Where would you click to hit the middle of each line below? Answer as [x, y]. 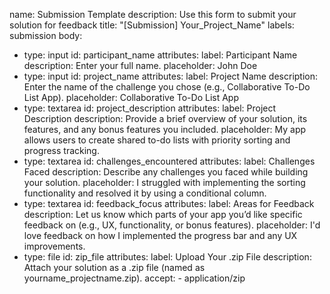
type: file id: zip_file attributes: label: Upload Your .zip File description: [167, 257]
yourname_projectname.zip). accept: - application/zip [134, 278]
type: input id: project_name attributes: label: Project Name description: [171, 76]
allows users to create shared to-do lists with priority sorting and [157, 140]
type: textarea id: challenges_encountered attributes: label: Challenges [169, 161]
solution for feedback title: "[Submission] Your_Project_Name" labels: [152, 25]
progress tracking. [61, 150]
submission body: [46, 35]
